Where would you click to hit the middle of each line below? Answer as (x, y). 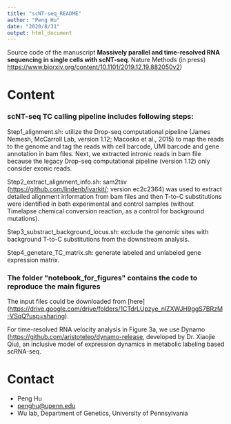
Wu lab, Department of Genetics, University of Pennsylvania (102, 413)
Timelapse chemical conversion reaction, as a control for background (106, 211)
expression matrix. (33, 260)
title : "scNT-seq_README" (44, 13)
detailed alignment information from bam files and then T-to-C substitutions (114, 196)
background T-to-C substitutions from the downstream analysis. (98, 239)
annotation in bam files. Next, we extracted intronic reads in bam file (104, 153)
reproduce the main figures (54, 286)
